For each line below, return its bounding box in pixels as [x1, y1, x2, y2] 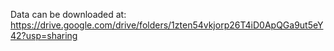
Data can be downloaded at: [10, 9, 127, 20]
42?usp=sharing [10, 30, 78, 41]
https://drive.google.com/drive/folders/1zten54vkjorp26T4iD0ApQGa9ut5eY [10, 19, 324, 31]
